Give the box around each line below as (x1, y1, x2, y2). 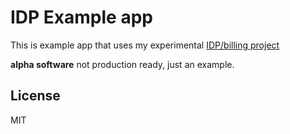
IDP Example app (10, 6, 153, 29)
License (10, 87, 61, 105)
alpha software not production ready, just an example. (10, 58, 235, 70)
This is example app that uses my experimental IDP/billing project (10, 39, 280, 51)
